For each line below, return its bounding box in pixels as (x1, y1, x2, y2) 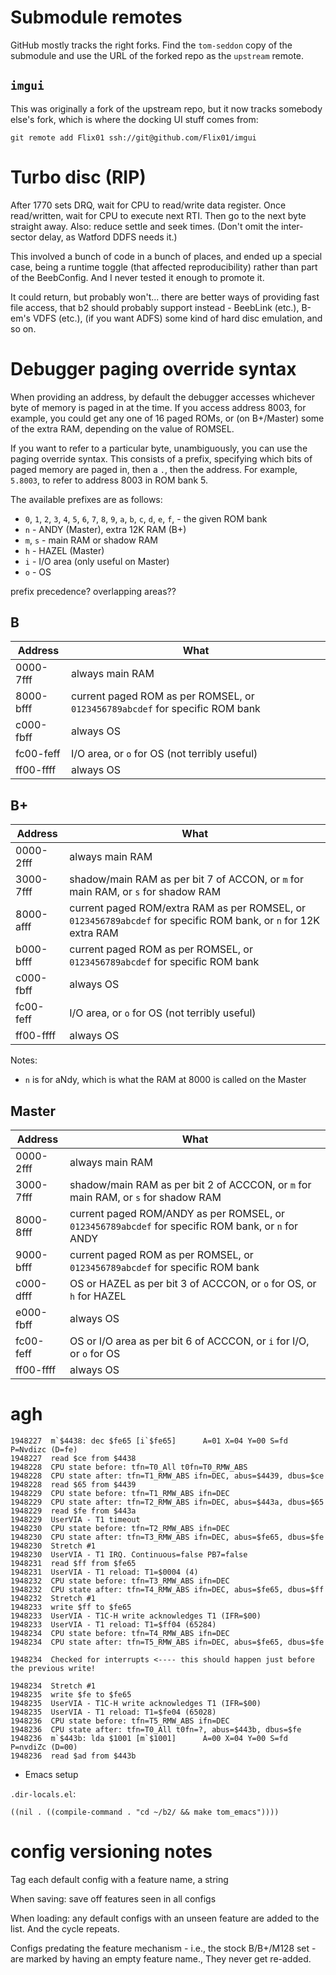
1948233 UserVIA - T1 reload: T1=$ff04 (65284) (10, 1620, 217, 1630)
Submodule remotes (10, 6, 183, 29)
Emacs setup (24, 1769, 79, 1780)
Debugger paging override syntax (10, 357, 297, 380)
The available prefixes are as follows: (10, 493, 163, 505)
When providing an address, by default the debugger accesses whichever (10, 391, 315, 403)
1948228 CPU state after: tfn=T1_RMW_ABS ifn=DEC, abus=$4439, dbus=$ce (10, 1471, 325, 1481)
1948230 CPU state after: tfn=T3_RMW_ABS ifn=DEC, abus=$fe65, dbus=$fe (10, 1532, 325, 1542)
